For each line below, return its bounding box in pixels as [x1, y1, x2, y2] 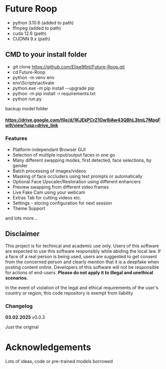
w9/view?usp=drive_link [5, 122, 58, 128]
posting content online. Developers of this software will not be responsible [5, 264, 159, 270]
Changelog [5, 303, 33, 310]
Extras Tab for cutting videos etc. [12, 194, 81, 200]
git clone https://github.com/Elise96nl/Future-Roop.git [12, 63, 125, 69]
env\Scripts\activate [12, 80, 54, 86]
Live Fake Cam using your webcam [12, 189, 86, 195]
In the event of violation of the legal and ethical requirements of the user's [5, 285, 158, 291]
